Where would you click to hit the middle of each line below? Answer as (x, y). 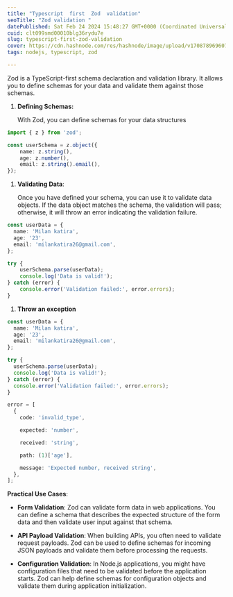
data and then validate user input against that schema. (95, 522)
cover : (17, 46)
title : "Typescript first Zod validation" (74, 14)
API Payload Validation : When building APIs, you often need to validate (119, 536)
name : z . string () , (46, 151)
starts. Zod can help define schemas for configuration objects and (112, 579)
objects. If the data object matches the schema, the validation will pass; (119, 205)
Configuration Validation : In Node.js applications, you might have (111, 564)
